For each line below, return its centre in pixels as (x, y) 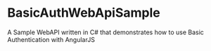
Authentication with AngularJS (51, 39)
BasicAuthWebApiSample (84, 13)
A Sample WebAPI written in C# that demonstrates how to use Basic (105, 32)
